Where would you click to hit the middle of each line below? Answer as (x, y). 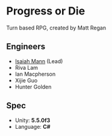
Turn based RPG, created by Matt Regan (56, 28)
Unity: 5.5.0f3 (33, 120)
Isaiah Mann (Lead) (39, 61)
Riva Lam (26, 67)
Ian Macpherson (35, 74)
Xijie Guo (26, 80)
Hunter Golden (33, 87)
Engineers (26, 47)
